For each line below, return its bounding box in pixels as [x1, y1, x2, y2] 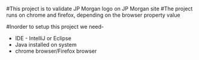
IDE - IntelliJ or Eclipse [14, 35, 72, 41]
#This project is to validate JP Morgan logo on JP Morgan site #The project [6, 5, 193, 12]
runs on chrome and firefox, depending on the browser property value [6, 11, 181, 19]
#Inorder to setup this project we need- [6, 23, 104, 30]
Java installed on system [14, 41, 77, 48]
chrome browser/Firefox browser [14, 47, 97, 55]
